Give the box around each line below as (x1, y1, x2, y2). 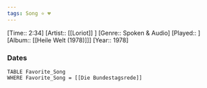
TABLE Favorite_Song (7, 68, 66, 75)
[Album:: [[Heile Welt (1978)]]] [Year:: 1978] (7, 35, 129, 44)
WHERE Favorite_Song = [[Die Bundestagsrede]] (7, 74, 143, 81)
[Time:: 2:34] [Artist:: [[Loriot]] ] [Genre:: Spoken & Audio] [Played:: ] (7, 29, 201, 37)
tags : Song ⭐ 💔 (7, 10, 51, 17)
